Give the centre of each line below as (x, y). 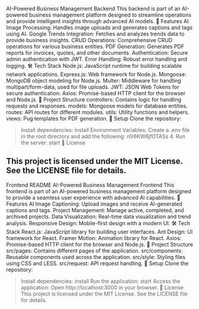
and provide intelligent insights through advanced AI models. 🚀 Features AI (97, 21)
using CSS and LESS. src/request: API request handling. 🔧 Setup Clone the (97, 263)
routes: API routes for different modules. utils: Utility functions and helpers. (98, 112)
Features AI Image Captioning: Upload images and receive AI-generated (94, 204)
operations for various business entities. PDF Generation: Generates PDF (95, 46)
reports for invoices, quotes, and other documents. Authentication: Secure (97, 53)
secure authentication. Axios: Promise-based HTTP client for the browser (96, 93)
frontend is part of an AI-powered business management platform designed (99, 191)
